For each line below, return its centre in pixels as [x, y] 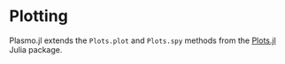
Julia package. [36, 49]
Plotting [39, 16]
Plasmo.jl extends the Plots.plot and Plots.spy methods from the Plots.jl [142, 40]
